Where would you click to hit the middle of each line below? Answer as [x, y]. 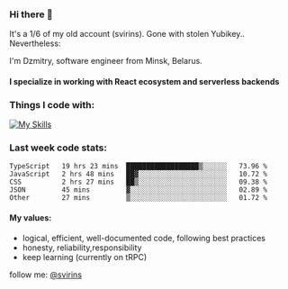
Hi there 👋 [31, 14]
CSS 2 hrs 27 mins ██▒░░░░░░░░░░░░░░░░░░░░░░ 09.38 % [139, 182]
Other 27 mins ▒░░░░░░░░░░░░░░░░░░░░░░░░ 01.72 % [139, 198]
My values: [31, 218]
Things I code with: [52, 104]
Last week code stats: [58, 148]
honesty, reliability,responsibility [82, 248]
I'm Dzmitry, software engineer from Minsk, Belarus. [106, 61]
